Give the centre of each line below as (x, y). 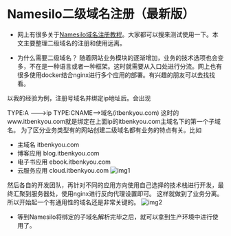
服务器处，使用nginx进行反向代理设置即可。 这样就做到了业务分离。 (127, 193)
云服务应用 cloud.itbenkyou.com (63, 170)
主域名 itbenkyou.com (48, 144)
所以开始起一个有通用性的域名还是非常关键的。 (73, 202)
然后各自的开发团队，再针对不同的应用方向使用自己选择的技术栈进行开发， (112, 185)
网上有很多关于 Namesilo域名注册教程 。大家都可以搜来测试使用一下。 (115, 34)
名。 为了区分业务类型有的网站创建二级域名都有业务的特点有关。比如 (104, 130)
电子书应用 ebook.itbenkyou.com (64, 162)
